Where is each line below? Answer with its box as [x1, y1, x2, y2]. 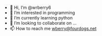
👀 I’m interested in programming [9, 10, 75, 16]
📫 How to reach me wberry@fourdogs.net [9, 26, 97, 31]
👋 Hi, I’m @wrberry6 [9, 5, 51, 10]
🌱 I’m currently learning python [9, 15, 73, 20]
